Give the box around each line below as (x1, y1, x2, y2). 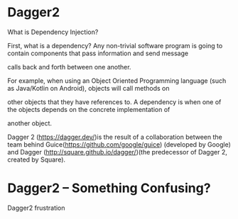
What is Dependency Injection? (7, 28, 99, 36)
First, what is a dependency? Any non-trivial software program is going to (7, 41, 223, 50)
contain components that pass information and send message (7, 49, 189, 57)
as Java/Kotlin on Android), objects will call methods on (7, 84, 170, 92)
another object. (7, 118, 52, 128)
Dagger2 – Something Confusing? (7, 180, 211, 196)
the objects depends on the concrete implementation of (7, 105, 171, 113)
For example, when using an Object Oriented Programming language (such (7, 76, 227, 85)
